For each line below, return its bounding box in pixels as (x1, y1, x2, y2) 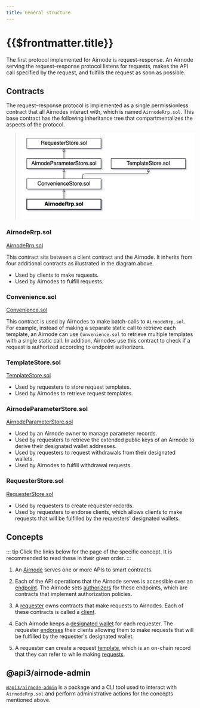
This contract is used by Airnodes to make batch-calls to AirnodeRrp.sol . (6, 317, 186, 325)
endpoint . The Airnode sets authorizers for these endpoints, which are (14, 584, 188, 591)
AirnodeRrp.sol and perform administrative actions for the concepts (6, 690, 173, 697)
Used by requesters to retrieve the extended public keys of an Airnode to (14, 436, 195, 443)
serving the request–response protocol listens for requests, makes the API (6, 62, 189, 69)
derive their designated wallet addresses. (14, 443, 117, 450)
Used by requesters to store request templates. (14, 383, 131, 391)
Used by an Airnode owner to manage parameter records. (14, 430, 157, 437)
